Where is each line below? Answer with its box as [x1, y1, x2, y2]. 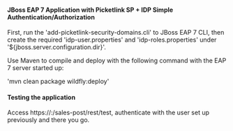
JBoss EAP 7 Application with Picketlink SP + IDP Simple [7, 6, 174, 14]
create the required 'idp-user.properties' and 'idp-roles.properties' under [7, 35, 217, 44]
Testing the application [7, 93, 75, 101]
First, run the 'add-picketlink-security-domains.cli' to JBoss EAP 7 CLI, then [7, 28, 225, 37]
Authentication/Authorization [7, 12, 96, 21]
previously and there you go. [7, 116, 90, 124]
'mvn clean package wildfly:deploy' [7, 77, 110, 86]
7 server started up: [7, 64, 64, 72]
